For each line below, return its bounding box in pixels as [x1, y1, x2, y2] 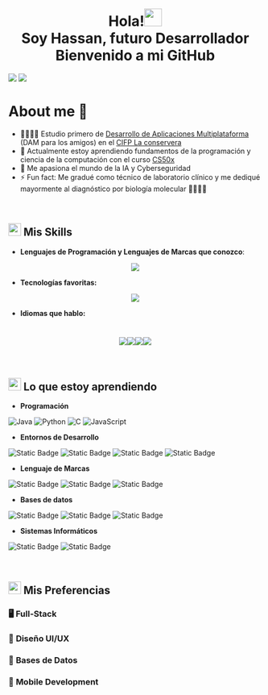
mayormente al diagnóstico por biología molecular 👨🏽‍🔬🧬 [19, 184, 208, 194]
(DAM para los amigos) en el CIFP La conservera [19, 137, 182, 147]
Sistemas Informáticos [19, 526, 98, 536]
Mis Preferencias [23, 583, 111, 597]
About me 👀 [8, 102, 89, 121]
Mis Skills [23, 226, 72, 239]
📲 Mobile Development [8, 676, 99, 687]
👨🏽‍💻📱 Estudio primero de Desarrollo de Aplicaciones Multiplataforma [19, 129, 249, 139]
